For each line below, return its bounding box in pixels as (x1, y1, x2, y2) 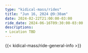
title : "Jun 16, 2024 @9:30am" (5, 12, 68, 16)
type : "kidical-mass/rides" (5, 7, 62, 12)
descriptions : (5, 25, 34, 30)
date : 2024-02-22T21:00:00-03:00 (5, 16, 73, 21)
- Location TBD (5, 29, 36, 34)
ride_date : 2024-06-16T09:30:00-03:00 (5, 20, 83, 26)
